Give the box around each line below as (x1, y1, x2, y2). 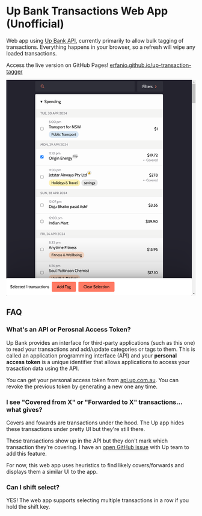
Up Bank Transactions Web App (6, 4, 168, 18)
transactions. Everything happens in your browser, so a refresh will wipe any (6, 43, 195, 51)
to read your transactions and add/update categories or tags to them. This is (6, 345, 195, 353)
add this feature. (6, 450, 47, 458)
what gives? (6, 405, 43, 414)
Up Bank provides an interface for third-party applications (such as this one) (6, 339, 195, 346)
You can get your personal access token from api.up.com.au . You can (6, 376, 179, 383)
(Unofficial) (6, 17, 64, 31)
